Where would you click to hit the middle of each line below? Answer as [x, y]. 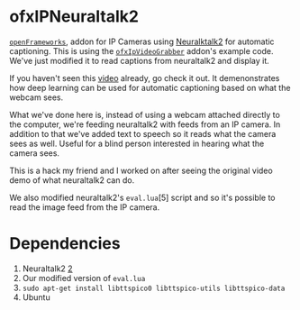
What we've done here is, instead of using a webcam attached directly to [145, 114]
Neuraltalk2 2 [48, 269]
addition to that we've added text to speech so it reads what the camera [143, 133]
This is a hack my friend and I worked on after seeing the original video [141, 170]
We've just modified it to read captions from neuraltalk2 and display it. [140, 60]
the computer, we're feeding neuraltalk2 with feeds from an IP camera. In [145, 124]
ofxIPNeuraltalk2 [74, 17]
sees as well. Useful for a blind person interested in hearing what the [137, 143]
